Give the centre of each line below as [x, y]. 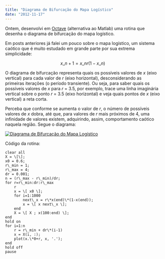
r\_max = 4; [17, 170]
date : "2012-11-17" [25, 14]
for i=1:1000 [27, 195]
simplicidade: [18, 54]
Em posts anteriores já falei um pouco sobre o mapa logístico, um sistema [80, 43]
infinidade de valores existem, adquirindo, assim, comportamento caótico [80, 119]
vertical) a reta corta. [26, 99]
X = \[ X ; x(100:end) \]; [42, 213]
